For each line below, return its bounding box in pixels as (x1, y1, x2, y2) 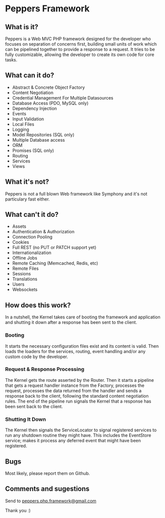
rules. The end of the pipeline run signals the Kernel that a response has (5, 398, 152, 404)
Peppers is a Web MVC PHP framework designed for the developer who (5, 36, 151, 42)
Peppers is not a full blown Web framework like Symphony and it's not (5, 191, 148, 197)
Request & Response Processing (5, 366, 85, 373)
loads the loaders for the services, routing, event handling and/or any (5, 348, 146, 354)
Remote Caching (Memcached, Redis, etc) (12, 260, 99, 266)
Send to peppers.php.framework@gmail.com (5, 498, 97, 504)
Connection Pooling (12, 234, 53, 240)
